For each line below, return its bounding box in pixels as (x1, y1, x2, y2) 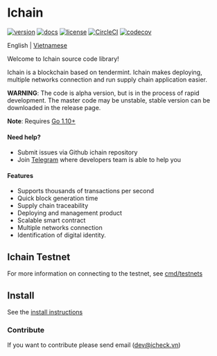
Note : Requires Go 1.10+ (7, 116, 76, 125)
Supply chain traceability (17, 202, 89, 210)
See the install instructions (7, 308, 83, 316)
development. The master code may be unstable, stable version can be (7, 96, 210, 105)
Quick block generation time (17, 194, 98, 202)
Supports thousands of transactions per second (17, 187, 155, 195)
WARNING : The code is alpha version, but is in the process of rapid (7, 89, 200, 97)
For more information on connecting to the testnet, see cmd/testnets (7, 269, 203, 278)
